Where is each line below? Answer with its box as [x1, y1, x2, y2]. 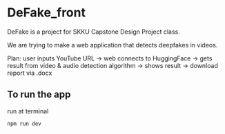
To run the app [7, 89, 71, 100]
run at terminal [7, 107, 49, 115]
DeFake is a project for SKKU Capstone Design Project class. [7, 27, 181, 36]
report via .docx [7, 69, 52, 77]
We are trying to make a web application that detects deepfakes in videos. [7, 41, 218, 49]
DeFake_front [7, 5, 86, 21]
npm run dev [7, 120, 41, 127]
